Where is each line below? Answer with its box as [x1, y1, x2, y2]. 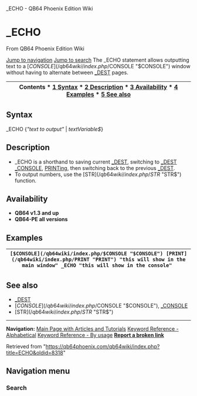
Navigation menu [6, 366, 70, 376]
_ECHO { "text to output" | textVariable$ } [6, 125, 104, 132]
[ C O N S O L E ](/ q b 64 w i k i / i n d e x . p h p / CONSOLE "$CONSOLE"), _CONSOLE [14, 302, 188, 309]
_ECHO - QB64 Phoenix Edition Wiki [6, 5, 93, 12]
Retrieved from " [6, 343, 46, 350]
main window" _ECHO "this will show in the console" [22, 262, 172, 269]
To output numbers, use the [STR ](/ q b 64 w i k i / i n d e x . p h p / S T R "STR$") [14, 171, 182, 178]
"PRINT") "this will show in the [92, 256, 186, 263]
